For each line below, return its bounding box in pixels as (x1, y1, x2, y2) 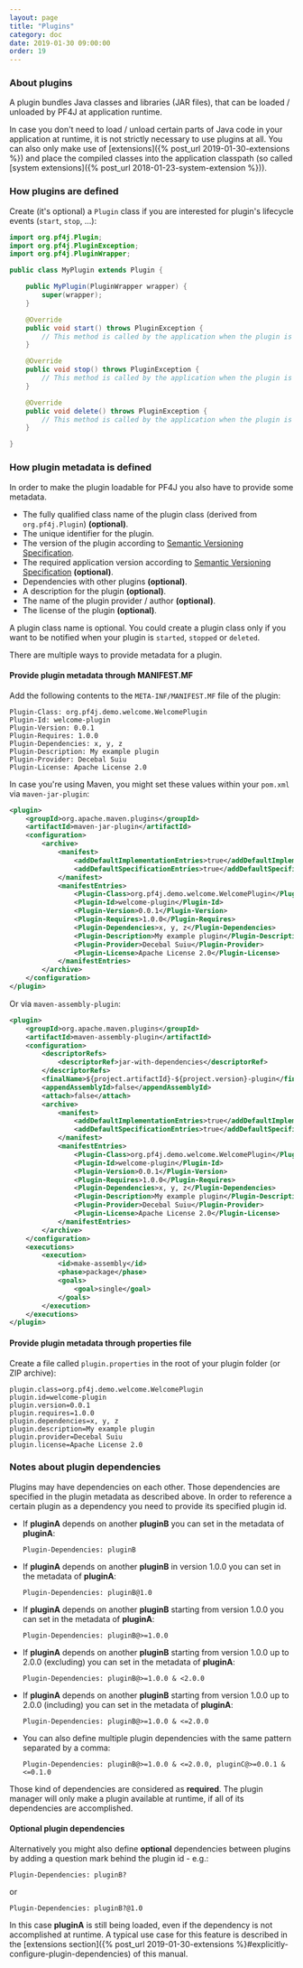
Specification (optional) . (22, 566, 115, 577)
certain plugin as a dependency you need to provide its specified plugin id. (9, 1500, 287, 1511)
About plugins (9, 77, 73, 89)
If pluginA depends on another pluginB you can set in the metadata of (22, 1518, 285, 1529)
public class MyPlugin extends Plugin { (9, 266, 164, 275)
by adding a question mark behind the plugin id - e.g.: (9, 1853, 209, 1864)
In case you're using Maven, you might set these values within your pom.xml (9, 779, 290, 789)
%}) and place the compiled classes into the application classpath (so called (9, 153, 293, 163)
